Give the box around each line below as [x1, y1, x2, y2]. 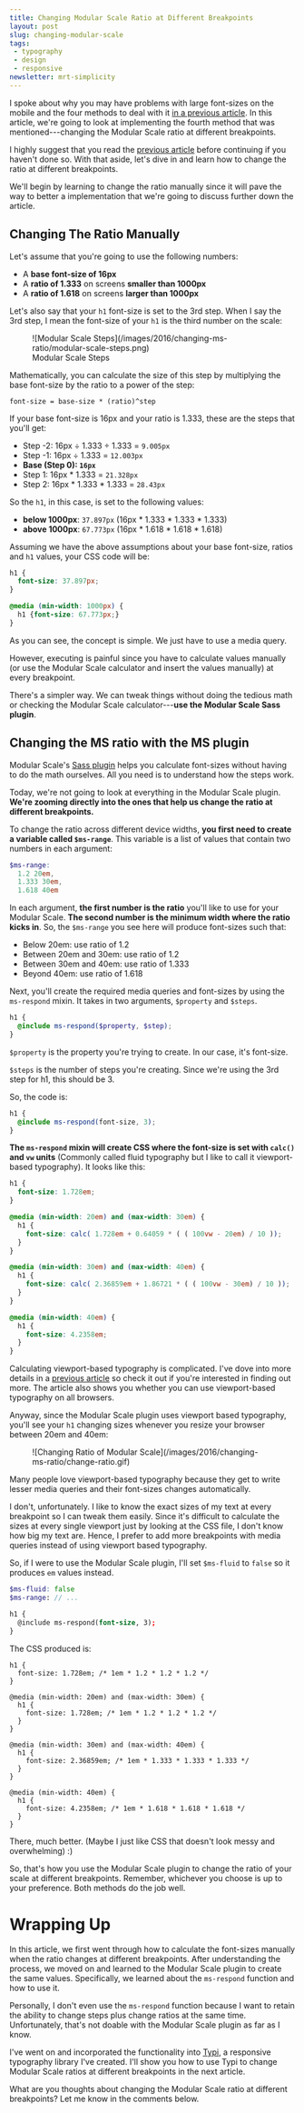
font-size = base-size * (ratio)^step [9, 396, 156, 406]
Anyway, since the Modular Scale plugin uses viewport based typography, [9, 1410, 288, 1421]
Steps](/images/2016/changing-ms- [93, 333, 229, 344]
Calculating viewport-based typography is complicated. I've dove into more [9, 1363, 292, 1374]
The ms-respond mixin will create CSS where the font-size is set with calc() [9, 1142, 295, 1153]
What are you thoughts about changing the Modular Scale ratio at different [9, 2084, 288, 2095]
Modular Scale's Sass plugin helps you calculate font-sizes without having [9, 759, 288, 770]
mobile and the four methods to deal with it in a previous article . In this [9, 106, 272, 118]
